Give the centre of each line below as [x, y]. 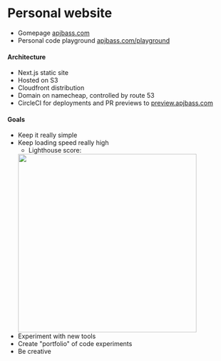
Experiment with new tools [57, 336]
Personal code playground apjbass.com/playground [93, 40]
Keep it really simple [47, 135]
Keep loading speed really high [63, 143]
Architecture [27, 57]
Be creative [34, 352]
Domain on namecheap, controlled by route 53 [86, 96]
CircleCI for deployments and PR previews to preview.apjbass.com [115, 103]
